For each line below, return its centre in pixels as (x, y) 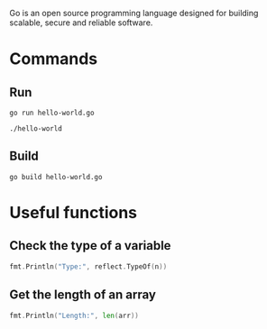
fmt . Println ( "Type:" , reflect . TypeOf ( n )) (88, 266)
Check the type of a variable (90, 246)
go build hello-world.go (56, 177)
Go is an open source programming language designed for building (134, 13)
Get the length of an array (83, 295)
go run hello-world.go (52, 113)
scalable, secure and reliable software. (81, 23)
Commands (54, 59)
